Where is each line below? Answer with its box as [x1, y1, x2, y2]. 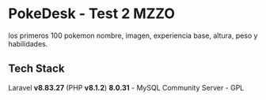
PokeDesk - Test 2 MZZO [8, 5, 176, 23]
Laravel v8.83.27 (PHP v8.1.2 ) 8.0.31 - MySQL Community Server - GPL [8, 83, 245, 92]
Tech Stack [8, 62, 65, 76]
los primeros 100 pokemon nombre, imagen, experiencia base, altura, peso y [8, 31, 258, 40]
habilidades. [8, 39, 48, 48]
